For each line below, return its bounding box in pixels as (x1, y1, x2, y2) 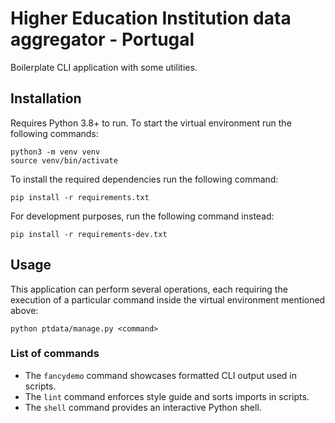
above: (10, 304, 39, 316)
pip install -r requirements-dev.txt (10, 229, 168, 239)
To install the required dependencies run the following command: (10, 173, 279, 185)
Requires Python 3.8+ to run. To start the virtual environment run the (10, 117, 292, 129)
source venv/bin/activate (10, 155, 118, 166)
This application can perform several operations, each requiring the (10, 283, 288, 295)
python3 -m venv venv (10, 147, 101, 157)
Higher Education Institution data (10, 7, 292, 30)
